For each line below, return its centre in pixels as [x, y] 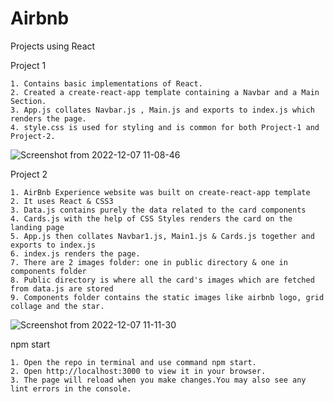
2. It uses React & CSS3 [62, 201]
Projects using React [53, 46]
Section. [28, 101]
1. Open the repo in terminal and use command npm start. [133, 362]
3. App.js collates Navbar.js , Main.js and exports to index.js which [162, 110]
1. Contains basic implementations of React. [106, 83]
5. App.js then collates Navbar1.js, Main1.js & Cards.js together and [162, 236]
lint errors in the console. [71, 388]
